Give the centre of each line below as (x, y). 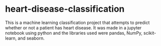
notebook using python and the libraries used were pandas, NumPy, (74, 33)
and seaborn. (31, 38)
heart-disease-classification (65, 9)
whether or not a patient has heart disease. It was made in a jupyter (73, 27)
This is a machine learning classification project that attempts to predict (77, 23)
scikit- (150, 33)
